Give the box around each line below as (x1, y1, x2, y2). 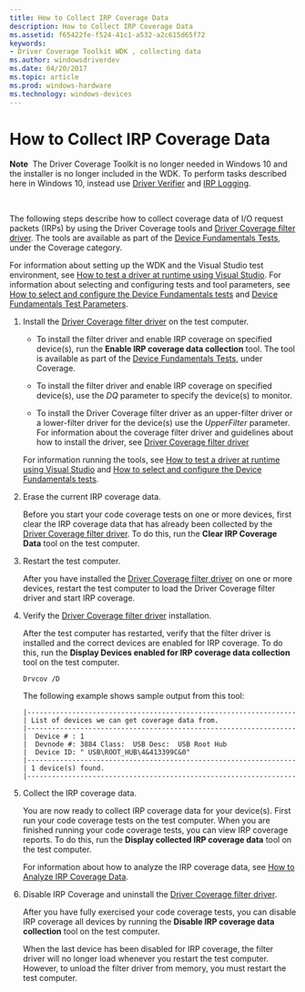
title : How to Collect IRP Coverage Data (9, 13, 169, 23)
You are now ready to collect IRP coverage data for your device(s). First (22, 805, 291, 816)
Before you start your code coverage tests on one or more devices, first (22, 509, 292, 520)
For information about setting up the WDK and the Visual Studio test (9, 260, 264, 271)
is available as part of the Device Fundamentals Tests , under (36, 353, 263, 364)
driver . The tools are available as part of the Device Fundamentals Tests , (9, 233, 280, 244)
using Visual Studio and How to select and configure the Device (22, 464, 262, 475)
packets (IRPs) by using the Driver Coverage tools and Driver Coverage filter (9, 223, 296, 234)
